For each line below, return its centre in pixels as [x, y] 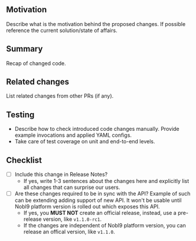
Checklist [24, 160]
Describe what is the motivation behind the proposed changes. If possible [96, 24]
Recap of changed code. [36, 63]
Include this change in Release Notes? [61, 175]
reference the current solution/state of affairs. [62, 30]
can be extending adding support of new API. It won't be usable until [98, 200]
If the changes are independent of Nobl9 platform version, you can [104, 226]
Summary [24, 49]
